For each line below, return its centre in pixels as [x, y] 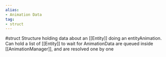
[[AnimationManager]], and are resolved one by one [60, 49]
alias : [12, 10]
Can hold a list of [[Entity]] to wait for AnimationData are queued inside [79, 44]
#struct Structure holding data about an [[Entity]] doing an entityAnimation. [84, 38]
